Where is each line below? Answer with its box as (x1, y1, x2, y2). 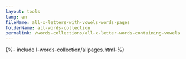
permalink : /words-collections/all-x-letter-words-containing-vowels (5, 30, 181, 36)
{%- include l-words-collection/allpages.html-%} (5, 46, 125, 53)
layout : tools (5, 8, 41, 15)
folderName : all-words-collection (5, 25, 91, 31)
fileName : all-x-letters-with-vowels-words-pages (5, 19, 130, 25)
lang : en (5, 14, 27, 20)
